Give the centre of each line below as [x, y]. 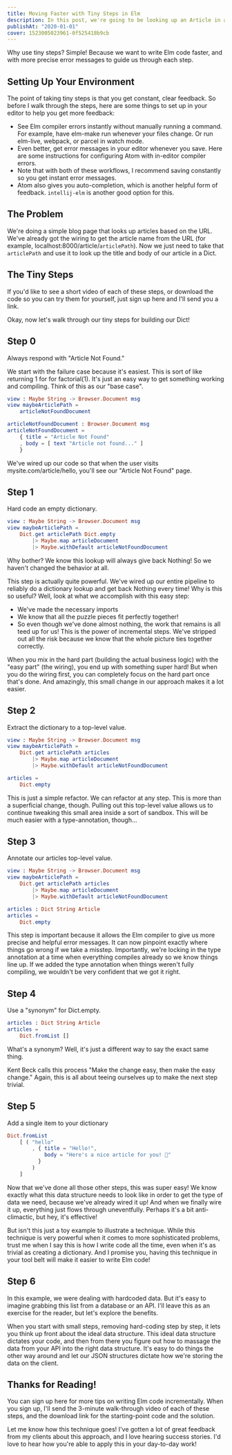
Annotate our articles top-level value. [60, 858]
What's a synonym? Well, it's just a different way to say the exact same [108, 1049]
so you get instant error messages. [67, 178]
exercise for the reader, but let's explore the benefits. [83, 1312]
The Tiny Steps [40, 275]
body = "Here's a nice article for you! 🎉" [107, 1155]
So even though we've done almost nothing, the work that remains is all [119, 624]
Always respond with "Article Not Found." [66, 358]
